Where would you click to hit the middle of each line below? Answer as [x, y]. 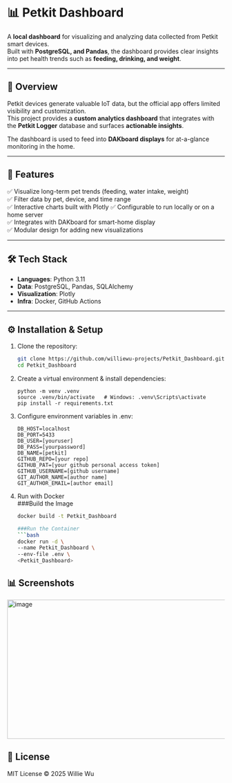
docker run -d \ [40, 542]
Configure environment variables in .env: [75, 416]
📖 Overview [32, 87]
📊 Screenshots [41, 583]
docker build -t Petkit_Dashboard [67, 516]
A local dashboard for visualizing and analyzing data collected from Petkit [113, 36]
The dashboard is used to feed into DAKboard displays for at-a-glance [108, 139]
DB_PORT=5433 [36, 435]
